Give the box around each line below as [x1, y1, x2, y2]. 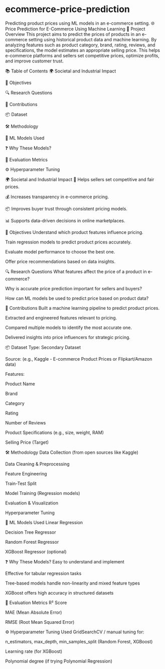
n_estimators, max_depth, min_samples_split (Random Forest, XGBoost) [5, 638, 153, 644]
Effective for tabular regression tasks [5, 570, 82, 576]
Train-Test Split [5, 480, 37, 486]
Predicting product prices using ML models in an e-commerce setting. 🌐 [5, 20, 155, 26]
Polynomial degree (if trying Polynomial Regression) [5, 658, 113, 664]
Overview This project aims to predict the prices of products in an [5, 31, 141, 37]
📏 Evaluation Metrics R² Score [5, 600, 67, 606]
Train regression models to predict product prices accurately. [5, 239, 132, 245]
